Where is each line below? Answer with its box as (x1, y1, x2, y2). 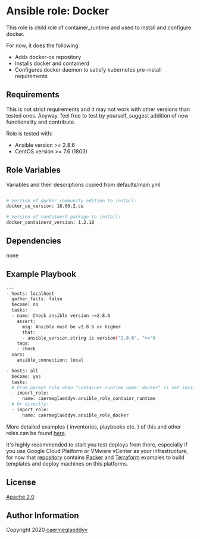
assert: (17, 318, 36, 324)
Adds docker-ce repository (14, 53, 82, 60)
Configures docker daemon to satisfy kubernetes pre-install (14, 66, 162, 73)
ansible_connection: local (17, 357, 84, 364)
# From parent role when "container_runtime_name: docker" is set (11, 384, 180, 390)
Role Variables (6, 165, 61, 175)
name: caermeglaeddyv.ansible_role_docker (21, 412, 129, 418)
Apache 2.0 (6, 493, 35, 500)
